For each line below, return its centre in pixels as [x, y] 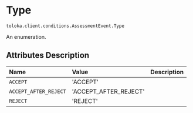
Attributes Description [48, 56]
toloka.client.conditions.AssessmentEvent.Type [65, 26]
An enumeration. [26, 36]
